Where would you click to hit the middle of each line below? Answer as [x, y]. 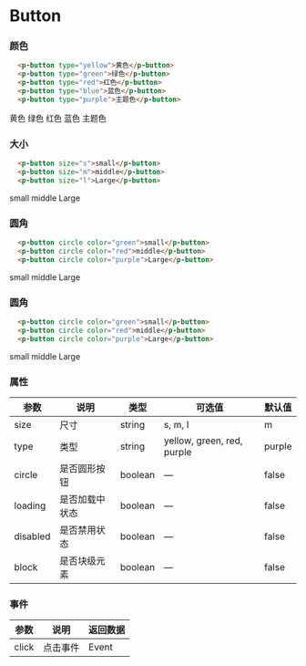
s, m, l [176, 424]
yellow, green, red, [203, 441]
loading [30, 505]
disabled [32, 536]
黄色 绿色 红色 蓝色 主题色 [58, 118]
